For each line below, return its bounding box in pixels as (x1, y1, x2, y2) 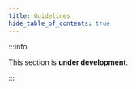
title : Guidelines (8, 11, 70, 20)
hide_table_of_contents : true (8, 19, 111, 28)
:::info (8, 41, 28, 51)
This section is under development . (8, 57, 129, 67)
